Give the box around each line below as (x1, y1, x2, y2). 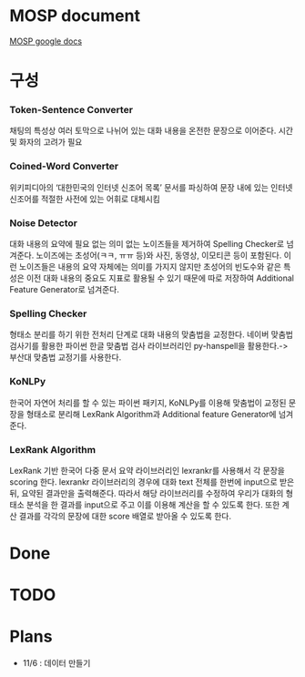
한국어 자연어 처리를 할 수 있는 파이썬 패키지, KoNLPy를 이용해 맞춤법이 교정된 (9, 397, 287, 408)
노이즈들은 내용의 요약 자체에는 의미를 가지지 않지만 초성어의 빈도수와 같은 (18, 262, 282, 272)
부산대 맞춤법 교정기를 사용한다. (9, 352, 122, 363)
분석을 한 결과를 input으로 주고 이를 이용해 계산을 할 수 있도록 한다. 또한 (25, 498, 280, 510)
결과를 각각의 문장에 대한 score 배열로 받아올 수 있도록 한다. (18, 510, 232, 521)
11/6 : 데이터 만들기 (22, 658, 91, 669)
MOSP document (9, 5, 141, 26)
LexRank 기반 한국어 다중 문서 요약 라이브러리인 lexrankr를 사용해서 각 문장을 (9, 465, 285, 476)
